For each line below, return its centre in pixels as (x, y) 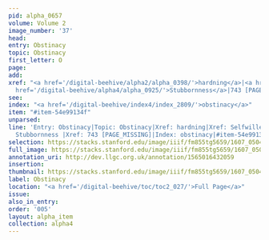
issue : (19, 194)
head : (17, 38)
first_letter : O (35, 61)
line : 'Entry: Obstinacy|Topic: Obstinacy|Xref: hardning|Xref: (118, 127)
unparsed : (25, 120)
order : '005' (30, 209)
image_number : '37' (41, 30)
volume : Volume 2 (37, 23)
